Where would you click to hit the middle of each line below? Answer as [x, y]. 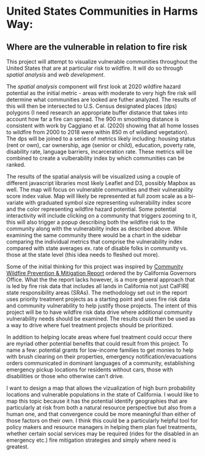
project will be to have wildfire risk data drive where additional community [99, 312]
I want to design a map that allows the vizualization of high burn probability [101, 388]
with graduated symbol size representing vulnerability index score [108, 203]
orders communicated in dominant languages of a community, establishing [100, 363]
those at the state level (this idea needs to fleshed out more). [83, 255]
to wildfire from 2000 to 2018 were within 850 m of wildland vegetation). [98, 132]
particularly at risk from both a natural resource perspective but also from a [101, 408]
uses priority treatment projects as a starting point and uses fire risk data [98, 299]
